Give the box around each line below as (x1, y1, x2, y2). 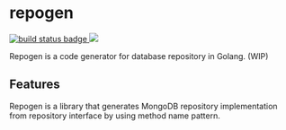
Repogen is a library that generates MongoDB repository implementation (9, 100, 278, 111)
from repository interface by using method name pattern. (9, 110, 220, 121)
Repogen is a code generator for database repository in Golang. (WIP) (9, 50, 269, 61)
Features (9, 77, 60, 92)
